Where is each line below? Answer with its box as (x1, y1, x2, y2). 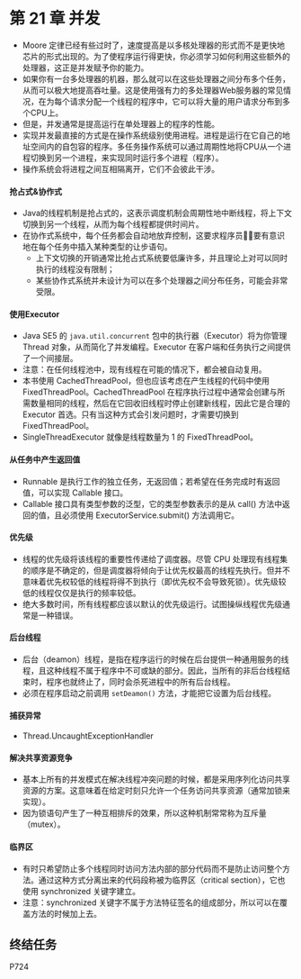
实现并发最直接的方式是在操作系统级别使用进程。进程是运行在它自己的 (22, 130, 283, 141)
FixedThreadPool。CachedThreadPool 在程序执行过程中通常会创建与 (22, 386, 278, 397)
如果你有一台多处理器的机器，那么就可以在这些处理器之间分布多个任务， (22, 73, 290, 84)
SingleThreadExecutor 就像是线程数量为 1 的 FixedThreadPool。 (22, 431, 259, 442)
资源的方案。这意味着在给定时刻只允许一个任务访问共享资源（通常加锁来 (22, 785, 290, 796)
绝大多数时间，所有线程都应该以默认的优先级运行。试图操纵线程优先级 (22, 598, 283, 609)
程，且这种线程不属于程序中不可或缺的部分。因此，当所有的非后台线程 (22, 665, 283, 675)
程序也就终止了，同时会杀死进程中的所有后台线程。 (46, 676, 235, 687)
